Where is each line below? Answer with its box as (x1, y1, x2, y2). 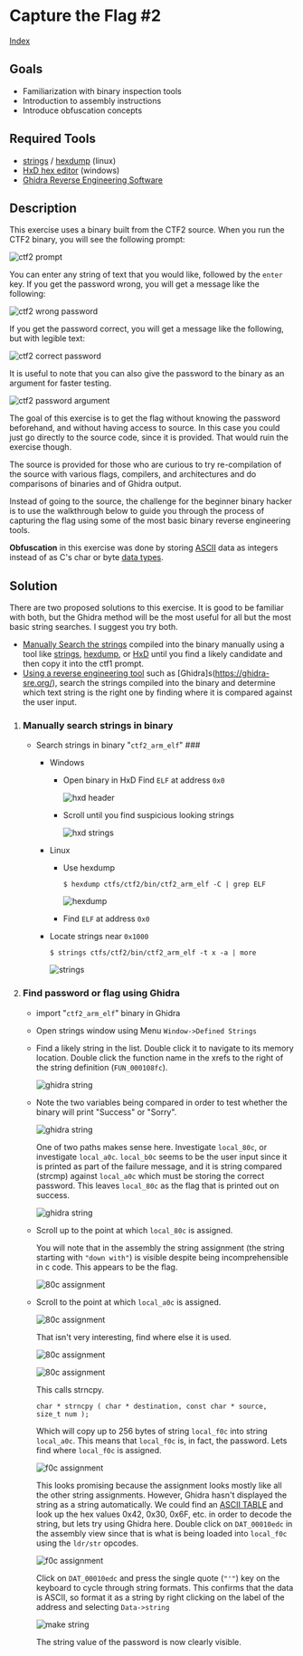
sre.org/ (22, 678, 52, 689)
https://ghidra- (214, 668, 270, 679)
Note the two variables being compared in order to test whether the (35, 1097, 288, 1108)
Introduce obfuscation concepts (22, 105, 143, 116)
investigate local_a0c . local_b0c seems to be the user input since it (35, 1151, 288, 1162)
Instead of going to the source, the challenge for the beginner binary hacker (9, 496, 292, 507)
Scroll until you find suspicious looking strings (62, 810, 235, 821)
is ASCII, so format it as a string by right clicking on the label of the (35, 1592, 285, 1603)
